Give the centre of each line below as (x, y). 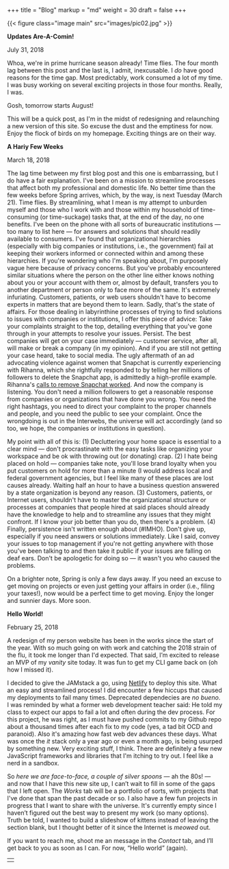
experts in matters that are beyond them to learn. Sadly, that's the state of (111, 304)
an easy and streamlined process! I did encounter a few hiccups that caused (114, 690)
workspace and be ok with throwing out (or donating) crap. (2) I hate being (112, 456)
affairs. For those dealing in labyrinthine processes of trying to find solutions (114, 312)
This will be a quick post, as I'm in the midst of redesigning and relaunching (113, 119)
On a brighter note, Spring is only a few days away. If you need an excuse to (114, 579)
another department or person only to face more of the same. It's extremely (113, 290)
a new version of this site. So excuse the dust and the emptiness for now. (110, 126)
